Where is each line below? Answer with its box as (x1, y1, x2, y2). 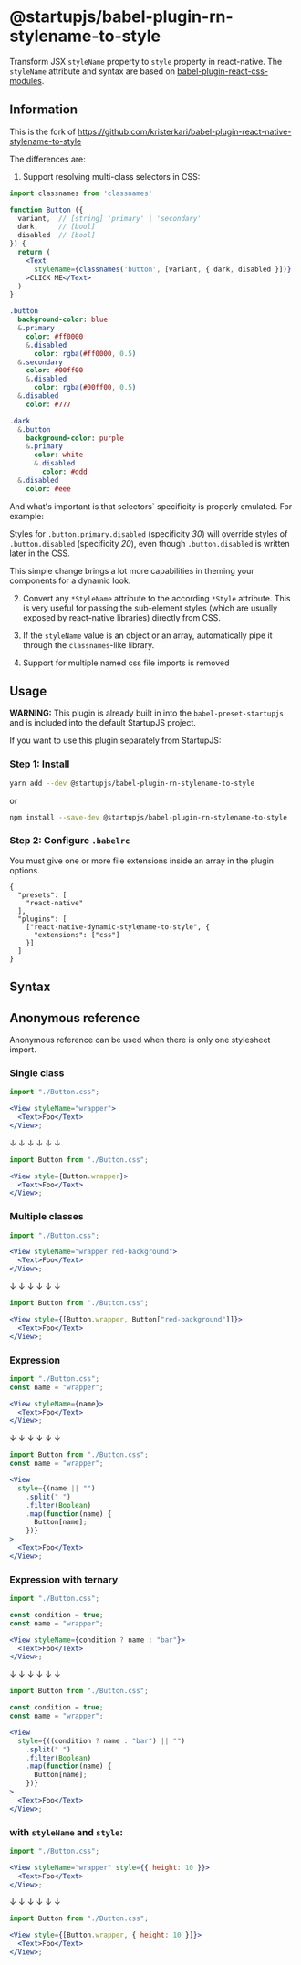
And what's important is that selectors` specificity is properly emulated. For (9, 500, 293, 512)
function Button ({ (9, 205, 84, 214)
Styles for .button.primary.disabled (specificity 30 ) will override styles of (9, 528, 288, 539)
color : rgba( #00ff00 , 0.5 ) (33, 383, 137, 392)
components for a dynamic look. (9, 575, 131, 586)
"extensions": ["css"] (33, 930, 120, 939)
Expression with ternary (9, 1573, 119, 1585)
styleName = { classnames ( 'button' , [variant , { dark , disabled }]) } (33, 265, 292, 274)
